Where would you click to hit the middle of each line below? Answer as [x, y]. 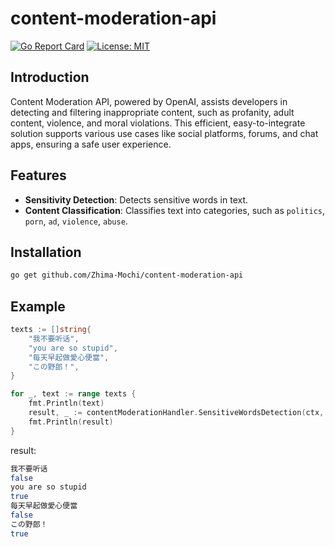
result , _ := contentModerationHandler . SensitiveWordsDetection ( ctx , [176, 413]
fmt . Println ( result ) [71, 422]
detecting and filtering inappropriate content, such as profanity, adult [152, 112]
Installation [46, 252]
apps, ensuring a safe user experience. [91, 144]
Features [38, 175]
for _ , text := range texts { [73, 394]
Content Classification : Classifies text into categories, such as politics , [175, 210]
